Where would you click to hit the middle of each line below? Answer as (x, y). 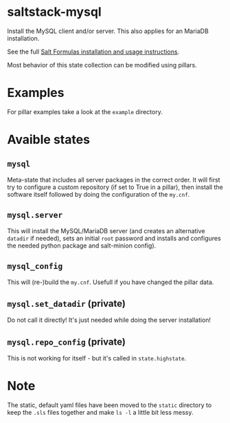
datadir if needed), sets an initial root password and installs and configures (114, 238)
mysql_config (35, 267)
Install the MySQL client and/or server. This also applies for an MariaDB (108, 31)
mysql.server (35, 215)
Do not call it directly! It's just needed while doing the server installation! (109, 320)
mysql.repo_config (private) (66, 341)
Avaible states (49, 140)
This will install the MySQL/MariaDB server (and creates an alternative (106, 230)
